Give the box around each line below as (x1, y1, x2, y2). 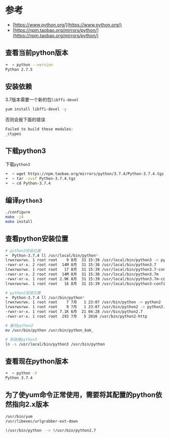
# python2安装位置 (5, 290, 41, 296)
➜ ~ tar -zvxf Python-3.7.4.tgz (5, 176, 76, 181)
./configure (5, 210, 30, 215)
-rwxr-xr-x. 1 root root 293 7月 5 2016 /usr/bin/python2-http (5, 314, 148, 319)
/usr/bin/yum (5, 414, 33, 419)
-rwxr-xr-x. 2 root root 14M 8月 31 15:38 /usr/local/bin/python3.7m (5, 272, 159, 277)
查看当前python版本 (5, 49, 68, 57)
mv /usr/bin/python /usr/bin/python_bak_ (5, 327, 94, 333)
